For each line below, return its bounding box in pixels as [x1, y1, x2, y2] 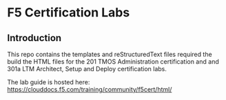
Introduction [7, 32, 62, 44]
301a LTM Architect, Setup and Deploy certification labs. [7, 65, 167, 73]
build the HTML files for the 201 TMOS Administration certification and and [7, 58, 219, 66]
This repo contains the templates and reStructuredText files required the [7, 50, 212, 58]
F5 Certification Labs [7, 5, 130, 21]
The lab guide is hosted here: [7, 78, 90, 86]
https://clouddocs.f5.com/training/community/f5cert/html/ [7, 86, 172, 93]
